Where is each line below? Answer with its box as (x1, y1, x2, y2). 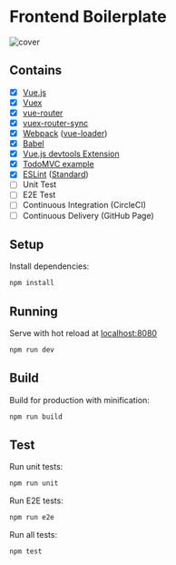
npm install (9, 279, 54, 288)
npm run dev (9, 345, 54, 355)
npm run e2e (9, 513, 54, 522)
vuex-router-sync (22, 117, 89, 128)
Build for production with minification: (9, 394, 150, 405)
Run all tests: (9, 530, 57, 540)
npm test (9, 547, 43, 556)
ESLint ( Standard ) (22, 169, 89, 180)
